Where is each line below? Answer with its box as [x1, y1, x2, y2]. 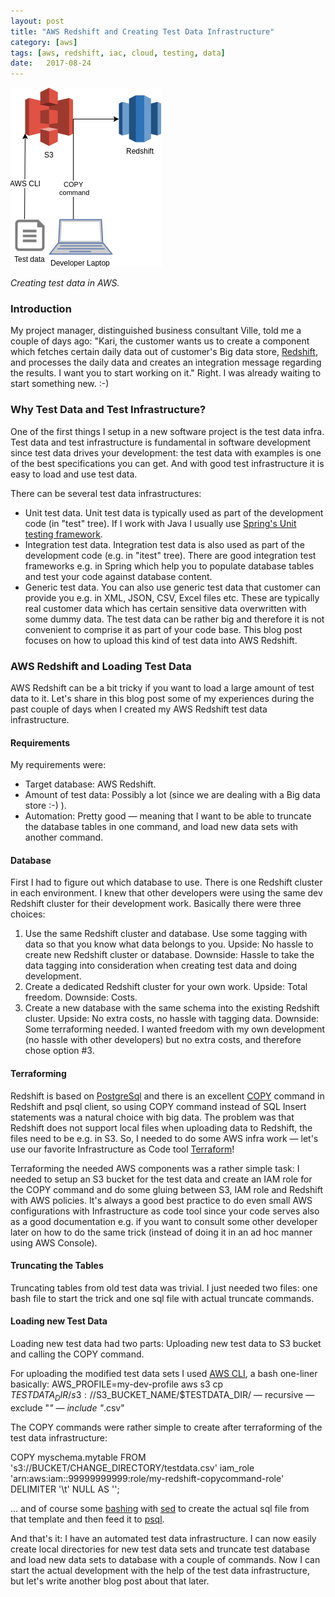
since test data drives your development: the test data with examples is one [10, 446, 322, 459]
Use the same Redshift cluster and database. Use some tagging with [24, 928, 308, 940]
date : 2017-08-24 [10, 58, 92, 69]
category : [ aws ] [10, 37, 78, 47]
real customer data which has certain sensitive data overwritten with [24, 602, 307, 614]
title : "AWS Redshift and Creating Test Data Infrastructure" [10, 26, 275, 37]
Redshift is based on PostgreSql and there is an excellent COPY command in [10, 1090, 325, 1102]
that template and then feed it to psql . [10, 1513, 165, 1525]
